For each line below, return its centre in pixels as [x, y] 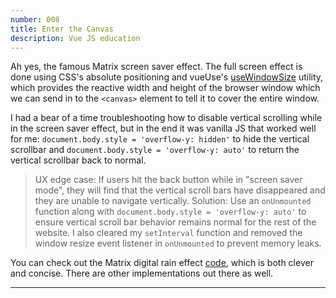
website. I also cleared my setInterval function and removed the [168, 233]
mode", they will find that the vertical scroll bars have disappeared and [180, 190]
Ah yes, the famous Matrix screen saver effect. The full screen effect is [156, 67]
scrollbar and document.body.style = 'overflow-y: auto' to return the [155, 150]
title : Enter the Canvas [62, 29]
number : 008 [35, 19]
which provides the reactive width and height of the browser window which [165, 88]
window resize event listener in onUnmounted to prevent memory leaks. [178, 243]
